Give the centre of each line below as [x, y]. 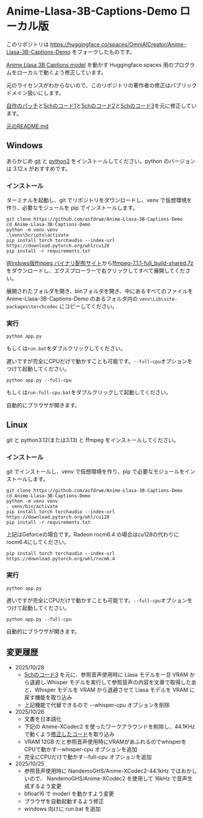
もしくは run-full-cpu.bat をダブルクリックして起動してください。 [89, 392]
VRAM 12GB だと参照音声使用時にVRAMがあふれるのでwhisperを [105, 742]
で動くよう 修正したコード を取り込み [69, 734]
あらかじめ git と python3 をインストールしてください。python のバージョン [101, 161]
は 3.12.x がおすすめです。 [38, 169]
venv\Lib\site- [158, 300]
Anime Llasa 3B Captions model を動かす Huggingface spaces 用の [90, 65]
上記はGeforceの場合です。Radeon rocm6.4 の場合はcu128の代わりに [93, 535]
